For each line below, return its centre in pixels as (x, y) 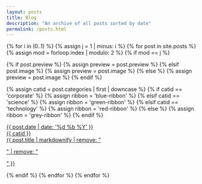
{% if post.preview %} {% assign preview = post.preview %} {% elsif (93, 65)
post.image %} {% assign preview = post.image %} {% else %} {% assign (99, 71)
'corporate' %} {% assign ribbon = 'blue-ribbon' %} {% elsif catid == (93, 96)
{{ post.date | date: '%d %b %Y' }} (50, 127)
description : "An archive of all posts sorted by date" (79, 23)
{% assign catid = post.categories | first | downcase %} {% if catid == (94, 90)
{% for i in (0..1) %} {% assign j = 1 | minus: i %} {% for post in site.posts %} (101, 46)
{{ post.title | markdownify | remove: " (54, 140)
